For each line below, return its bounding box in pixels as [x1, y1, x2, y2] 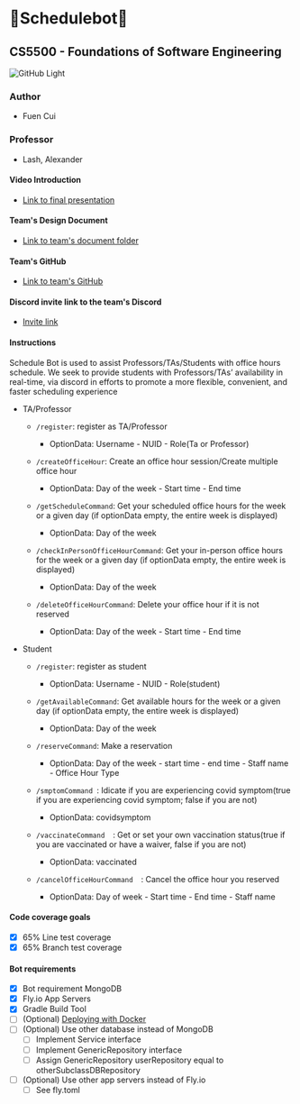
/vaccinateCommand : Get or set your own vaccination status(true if [35, 829, 286, 840]
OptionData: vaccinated [49, 856, 138, 867]
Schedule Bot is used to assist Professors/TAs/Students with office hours [9, 357, 281, 368]
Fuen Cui [22, 111, 57, 122]
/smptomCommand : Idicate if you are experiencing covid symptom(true [35, 784, 291, 796]
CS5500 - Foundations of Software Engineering [9, 44, 282, 59]
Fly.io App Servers [22, 993, 92, 1004]
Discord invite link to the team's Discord [9, 297, 162, 307]
